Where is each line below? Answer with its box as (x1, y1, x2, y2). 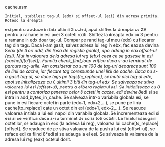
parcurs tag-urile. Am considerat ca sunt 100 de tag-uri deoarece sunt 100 (5, 63, 157, 69)
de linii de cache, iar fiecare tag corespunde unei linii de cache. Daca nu (5, 68, 152, 74)
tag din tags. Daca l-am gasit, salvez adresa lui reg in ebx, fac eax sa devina (5, 42, 159, 48)
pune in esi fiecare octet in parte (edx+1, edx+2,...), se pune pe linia (5, 100, 141, 105)
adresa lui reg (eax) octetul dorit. (5, 136, 71, 142)
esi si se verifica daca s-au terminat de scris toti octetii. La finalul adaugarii (5, 116, 157, 121)
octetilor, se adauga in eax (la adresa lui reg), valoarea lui (5, 120, 121, 126)
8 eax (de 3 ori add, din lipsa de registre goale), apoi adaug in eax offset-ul (5, 48, 157, 53)
